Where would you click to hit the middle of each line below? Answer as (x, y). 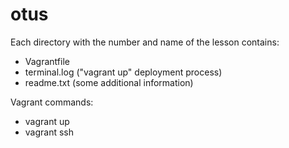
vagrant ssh (49, 132)
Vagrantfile (47, 61)
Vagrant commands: (52, 102)
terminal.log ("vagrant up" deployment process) (123, 72)
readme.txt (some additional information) (109, 82)
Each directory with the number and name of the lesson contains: (145, 42)
